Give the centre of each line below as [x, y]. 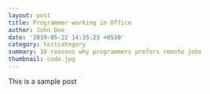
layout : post [29, 15]
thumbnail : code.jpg [42, 60]
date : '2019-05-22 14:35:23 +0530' [66, 37]
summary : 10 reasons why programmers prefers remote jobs [105, 52]
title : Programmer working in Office [70, 23]
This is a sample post [42, 81]
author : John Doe [37, 30]
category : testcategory [47, 45]
